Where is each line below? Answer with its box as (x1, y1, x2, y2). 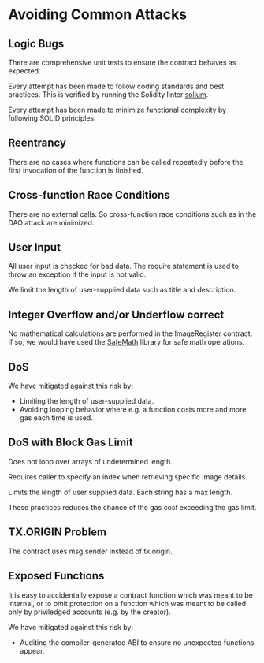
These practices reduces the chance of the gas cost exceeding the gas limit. (8, 502, 257, 512)
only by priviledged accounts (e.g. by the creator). (8, 607, 171, 616)
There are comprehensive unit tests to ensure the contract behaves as (8, 58, 236, 67)
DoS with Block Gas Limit (8, 436, 133, 449)
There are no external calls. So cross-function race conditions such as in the (8, 209, 257, 218)
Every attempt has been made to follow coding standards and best (8, 81, 225, 91)
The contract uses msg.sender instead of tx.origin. (8, 546, 173, 556)
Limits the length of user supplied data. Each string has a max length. (8, 487, 232, 497)
